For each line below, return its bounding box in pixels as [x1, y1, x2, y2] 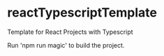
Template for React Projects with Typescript [7, 28, 134, 36]
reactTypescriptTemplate [7, 5, 157, 21]
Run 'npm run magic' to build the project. [7, 41, 125, 49]
